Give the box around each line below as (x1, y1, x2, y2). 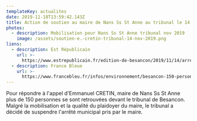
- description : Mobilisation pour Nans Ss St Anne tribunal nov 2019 (11, 30, 185, 36)
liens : (6, 42, 22, 47)
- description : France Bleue (11, 63, 83, 69)
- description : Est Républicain (11, 47, 91, 53)
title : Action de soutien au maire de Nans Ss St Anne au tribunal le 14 (6, 19, 191, 25)
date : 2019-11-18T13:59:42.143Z (6, 14, 85, 20)
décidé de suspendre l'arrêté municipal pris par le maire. (6, 109, 143, 116)
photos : (6, 25, 25, 31)
